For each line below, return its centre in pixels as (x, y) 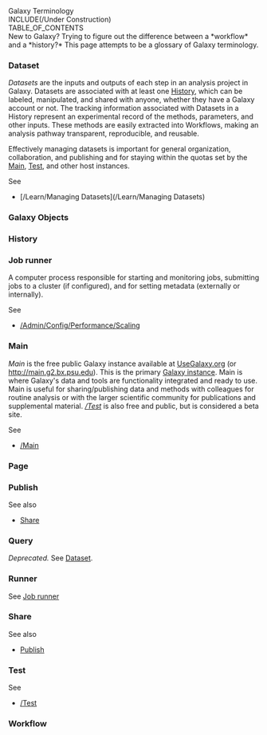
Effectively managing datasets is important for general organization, (120, 149)
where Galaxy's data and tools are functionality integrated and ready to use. (133, 380)
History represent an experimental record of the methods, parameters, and (131, 116)
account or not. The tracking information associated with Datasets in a (124, 108)
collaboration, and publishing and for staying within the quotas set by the (128, 158)
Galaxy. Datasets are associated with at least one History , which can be (126, 91)
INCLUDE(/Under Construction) (60, 19)
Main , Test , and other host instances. (69, 166)
